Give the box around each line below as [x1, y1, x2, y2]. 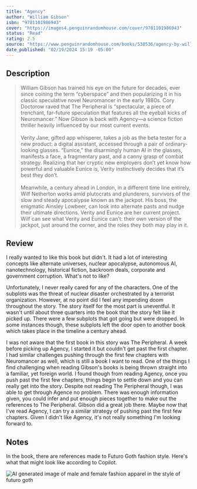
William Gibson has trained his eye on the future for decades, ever [20, 84, 181, 91]
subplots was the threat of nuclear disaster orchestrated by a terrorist [6, 290, 175, 297]
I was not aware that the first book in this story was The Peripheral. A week [6, 339, 188, 346]
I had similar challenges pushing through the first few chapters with [6, 352, 169, 359]
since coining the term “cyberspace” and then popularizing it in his [20, 90, 182, 97]
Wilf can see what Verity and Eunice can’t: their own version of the [20, 215, 182, 222]
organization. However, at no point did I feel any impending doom [6, 296, 164, 303]
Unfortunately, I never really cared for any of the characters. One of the [6, 284, 178, 291]
